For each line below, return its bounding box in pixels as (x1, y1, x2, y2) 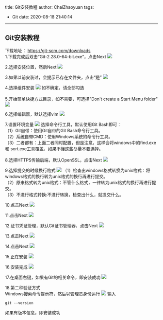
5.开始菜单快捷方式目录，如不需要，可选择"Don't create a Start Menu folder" (5, 96, 158, 102)
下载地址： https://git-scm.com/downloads (5, 48, 91, 53)
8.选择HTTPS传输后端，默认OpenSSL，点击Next (5, 157, 102, 163)
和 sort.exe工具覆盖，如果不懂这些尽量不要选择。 (5, 145, 103, 152)
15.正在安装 (5, 253, 28, 259)
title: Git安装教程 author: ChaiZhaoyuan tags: (5, 4, 94, 10)
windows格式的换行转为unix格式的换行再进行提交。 (5, 173, 108, 179)
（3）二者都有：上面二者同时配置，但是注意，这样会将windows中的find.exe (5, 140, 157, 145)
